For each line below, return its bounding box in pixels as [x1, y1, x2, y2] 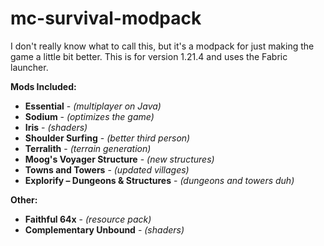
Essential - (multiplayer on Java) [24, 100, 162, 112]
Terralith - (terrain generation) [24, 142, 152, 154]
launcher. [10, 61, 49, 73]
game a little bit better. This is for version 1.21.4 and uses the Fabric [10, 50, 288, 62]
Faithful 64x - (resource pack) [24, 213, 152, 225]
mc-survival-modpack [10, 7, 202, 30]
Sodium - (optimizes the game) [24, 110, 155, 122]
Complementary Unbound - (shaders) [24, 223, 185, 236]
